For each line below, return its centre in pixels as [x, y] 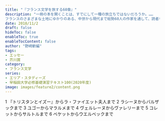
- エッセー [15, 55]
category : [15, 64]
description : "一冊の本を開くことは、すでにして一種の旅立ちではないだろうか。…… [79, 14]
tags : [11, 50]
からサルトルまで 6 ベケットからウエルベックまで [64, 114]
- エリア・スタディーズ [25, 78]
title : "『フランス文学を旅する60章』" [41, 10]
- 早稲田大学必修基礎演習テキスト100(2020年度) [48, 82]
